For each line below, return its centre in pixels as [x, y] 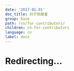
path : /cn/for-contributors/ [35, 23]
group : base [17, 19]
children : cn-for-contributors [37, 28]
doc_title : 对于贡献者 [27, 14]
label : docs [17, 37]
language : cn [18, 32]
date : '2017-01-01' [25, 10]
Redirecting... [34, 61]
